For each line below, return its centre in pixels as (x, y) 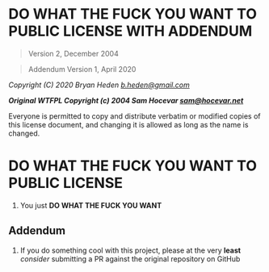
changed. (24, 133)
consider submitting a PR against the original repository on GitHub (130, 258)
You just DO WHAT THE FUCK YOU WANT (91, 205)
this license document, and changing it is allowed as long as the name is (128, 124)
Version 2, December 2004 (73, 53)
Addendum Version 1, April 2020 (82, 69)
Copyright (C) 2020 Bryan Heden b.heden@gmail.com (99, 85)
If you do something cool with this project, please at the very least (130, 250)
